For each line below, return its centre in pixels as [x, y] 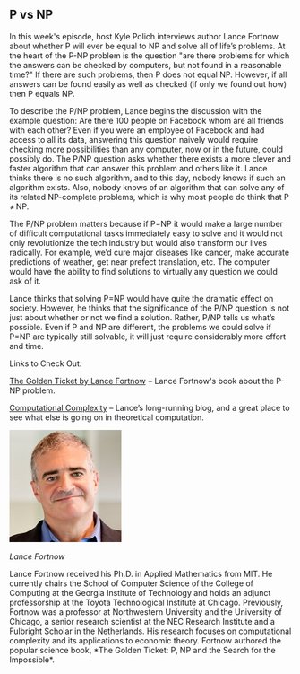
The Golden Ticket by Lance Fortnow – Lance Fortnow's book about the [142, 381]
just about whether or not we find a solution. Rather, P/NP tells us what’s [142, 317]
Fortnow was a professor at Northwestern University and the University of [146, 612]
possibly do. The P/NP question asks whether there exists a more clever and [150, 158]
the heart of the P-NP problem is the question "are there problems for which [150, 55]
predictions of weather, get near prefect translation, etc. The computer [140, 262]
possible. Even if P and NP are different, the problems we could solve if [140, 327]
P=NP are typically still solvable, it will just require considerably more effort [148, 337]
